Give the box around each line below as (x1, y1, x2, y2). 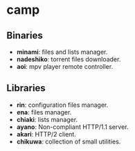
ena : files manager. (16, 108, 72, 116)
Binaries (6, 30, 43, 41)
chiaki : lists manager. (16, 115, 78, 123)
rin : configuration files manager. (16, 101, 109, 109)
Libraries (6, 82, 46, 94)
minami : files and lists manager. (16, 48, 108, 56)
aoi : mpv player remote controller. (16, 63, 114, 70)
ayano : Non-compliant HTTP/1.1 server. (16, 123, 129, 131)
